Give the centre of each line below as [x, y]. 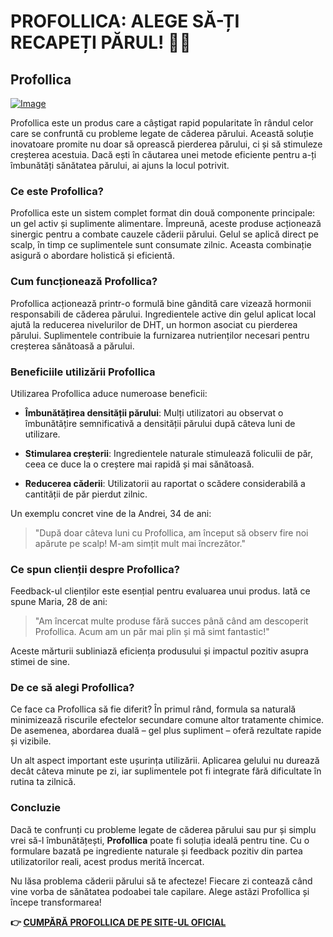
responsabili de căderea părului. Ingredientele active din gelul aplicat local [163, 314]
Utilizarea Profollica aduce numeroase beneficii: [109, 393]
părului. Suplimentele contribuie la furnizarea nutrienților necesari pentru [160, 335]
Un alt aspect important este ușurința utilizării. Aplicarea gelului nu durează [165, 761]
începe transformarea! [56, 902]
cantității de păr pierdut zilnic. [86, 494]
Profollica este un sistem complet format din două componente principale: [163, 213]
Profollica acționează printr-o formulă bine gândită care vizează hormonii [161, 303]
